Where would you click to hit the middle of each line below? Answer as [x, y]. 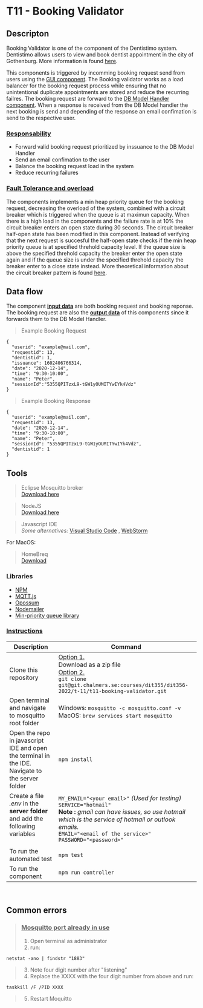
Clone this [24, 670]
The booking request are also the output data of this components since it [98, 313]
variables [22, 834]
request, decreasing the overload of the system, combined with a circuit [96, 208]
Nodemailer [29, 609]
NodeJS [31, 506]
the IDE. [21, 763]
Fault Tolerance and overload [50, 188]
